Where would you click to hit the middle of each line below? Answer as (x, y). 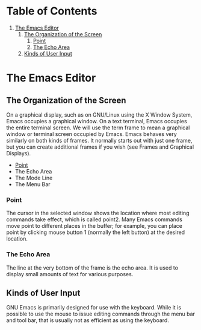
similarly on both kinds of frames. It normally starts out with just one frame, (99, 140)
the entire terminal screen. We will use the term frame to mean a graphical (98, 128)
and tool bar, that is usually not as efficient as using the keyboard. (88, 320)
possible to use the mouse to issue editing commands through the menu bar (101, 314)
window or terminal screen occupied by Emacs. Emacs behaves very (92, 134)
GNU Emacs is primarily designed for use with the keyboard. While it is (94, 308)
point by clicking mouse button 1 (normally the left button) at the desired (96, 232)
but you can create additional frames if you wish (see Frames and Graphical (100, 147)
